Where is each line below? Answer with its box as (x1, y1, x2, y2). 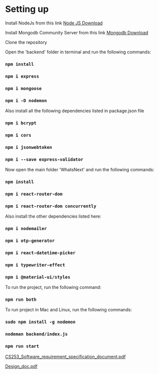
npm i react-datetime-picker (5, 250, 76, 255)
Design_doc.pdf (5, 363, 38, 369)
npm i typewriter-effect (5, 262, 66, 267)
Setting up (5, 3, 49, 15)
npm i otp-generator (5, 238, 55, 244)
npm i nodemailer (5, 226, 47, 232)
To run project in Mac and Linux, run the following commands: (5, 307, 132, 313)
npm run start (5, 344, 39, 349)
